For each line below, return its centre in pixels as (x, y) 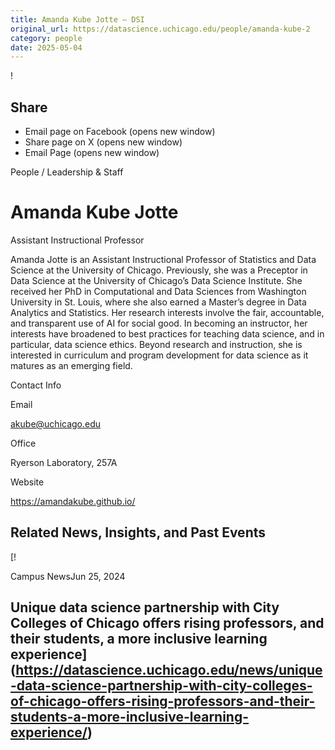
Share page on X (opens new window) (103, 142)
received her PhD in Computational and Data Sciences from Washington (158, 291)
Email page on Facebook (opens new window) (120, 132)
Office (23, 443)
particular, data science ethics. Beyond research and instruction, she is (156, 344)
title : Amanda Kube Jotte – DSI (77, 19)
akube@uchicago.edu (56, 424)
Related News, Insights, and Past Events (138, 532)
